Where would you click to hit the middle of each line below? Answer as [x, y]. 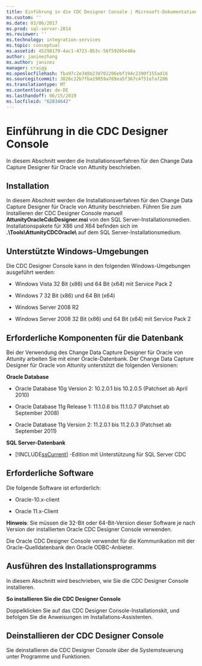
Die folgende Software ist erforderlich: [54, 488]
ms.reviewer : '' [26, 34]
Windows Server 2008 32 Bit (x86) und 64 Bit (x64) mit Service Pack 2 [103, 319]
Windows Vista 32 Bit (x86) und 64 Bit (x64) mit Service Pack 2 [93, 284]
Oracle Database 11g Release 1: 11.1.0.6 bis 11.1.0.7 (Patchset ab [92, 406]
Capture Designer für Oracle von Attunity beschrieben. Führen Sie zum [94, 207]
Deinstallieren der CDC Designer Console [85, 636]
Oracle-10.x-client [37, 499]
